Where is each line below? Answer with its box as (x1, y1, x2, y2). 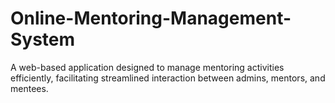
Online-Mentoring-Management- (10, 7, 292, 30)
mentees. (10, 82, 49, 94)
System (10, 28, 76, 51)
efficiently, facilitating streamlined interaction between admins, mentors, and (10, 72, 326, 84)
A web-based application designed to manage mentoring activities (10, 61, 285, 73)
